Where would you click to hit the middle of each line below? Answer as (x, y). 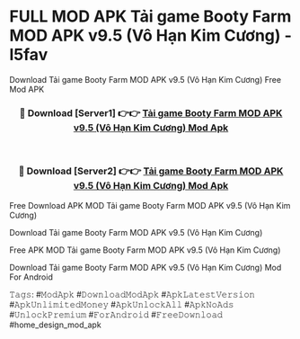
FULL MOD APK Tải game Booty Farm (150, 17)
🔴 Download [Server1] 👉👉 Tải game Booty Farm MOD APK (151, 112)
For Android (31, 277)
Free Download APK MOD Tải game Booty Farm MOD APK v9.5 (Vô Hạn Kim (150, 205)
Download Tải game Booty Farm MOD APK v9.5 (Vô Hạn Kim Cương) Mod (146, 267)
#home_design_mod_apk (55, 325)
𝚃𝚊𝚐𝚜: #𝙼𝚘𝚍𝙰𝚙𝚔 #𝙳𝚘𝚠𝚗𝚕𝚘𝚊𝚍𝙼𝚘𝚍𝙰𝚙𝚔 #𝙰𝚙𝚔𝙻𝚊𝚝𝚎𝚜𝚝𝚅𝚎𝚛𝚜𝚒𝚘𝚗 (132, 294)
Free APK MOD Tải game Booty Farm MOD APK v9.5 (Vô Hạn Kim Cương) (145, 250)
